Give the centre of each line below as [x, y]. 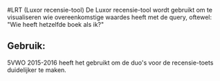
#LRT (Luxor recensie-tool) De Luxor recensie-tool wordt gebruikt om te [110, 10]
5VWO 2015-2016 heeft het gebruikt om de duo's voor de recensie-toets [110, 62]
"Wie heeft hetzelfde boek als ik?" [56, 24]
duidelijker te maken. [37, 70]
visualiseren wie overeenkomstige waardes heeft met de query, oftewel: [110, 17]
